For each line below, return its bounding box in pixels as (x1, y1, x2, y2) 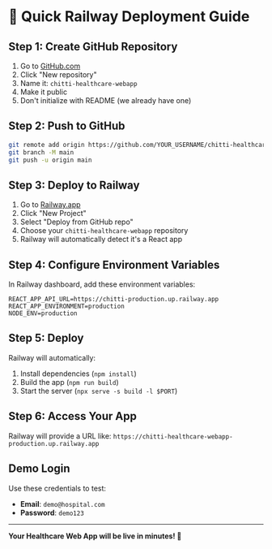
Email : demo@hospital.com (19, 499, 105, 508)
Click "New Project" (19, 209, 87, 218)
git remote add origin (8, 140, 85, 149)
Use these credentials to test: (8, 483, 107, 493)
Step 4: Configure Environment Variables (8, 257, 220, 271)
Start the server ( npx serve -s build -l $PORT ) (19, 386, 178, 396)
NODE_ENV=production (8, 309, 79, 318)
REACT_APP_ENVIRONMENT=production (8, 302, 125, 311)
